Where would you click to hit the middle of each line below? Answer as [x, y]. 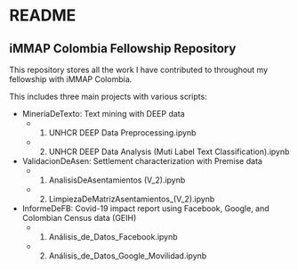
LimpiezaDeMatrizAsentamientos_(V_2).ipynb [132, 199]
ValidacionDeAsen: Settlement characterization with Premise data [142, 161]
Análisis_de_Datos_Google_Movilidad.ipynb [128, 256]
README [43, 16]
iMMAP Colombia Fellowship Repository [123, 49]
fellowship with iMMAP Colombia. [71, 79]
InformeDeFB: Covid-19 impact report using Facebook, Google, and [145, 209]
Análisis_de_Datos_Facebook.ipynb [113, 237]
